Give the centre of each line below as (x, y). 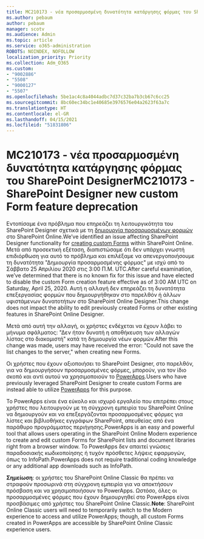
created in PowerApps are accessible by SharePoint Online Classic (90, 523)
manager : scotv (25, 29)
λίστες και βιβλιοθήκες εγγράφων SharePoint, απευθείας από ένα (90, 421)
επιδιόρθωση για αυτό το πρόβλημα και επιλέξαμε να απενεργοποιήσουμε (100, 256)
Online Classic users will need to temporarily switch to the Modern (89, 510)
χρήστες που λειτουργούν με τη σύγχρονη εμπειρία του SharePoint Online (100, 408)
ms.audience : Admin (31, 35)
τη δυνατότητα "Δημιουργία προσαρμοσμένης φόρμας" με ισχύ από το (95, 263)
